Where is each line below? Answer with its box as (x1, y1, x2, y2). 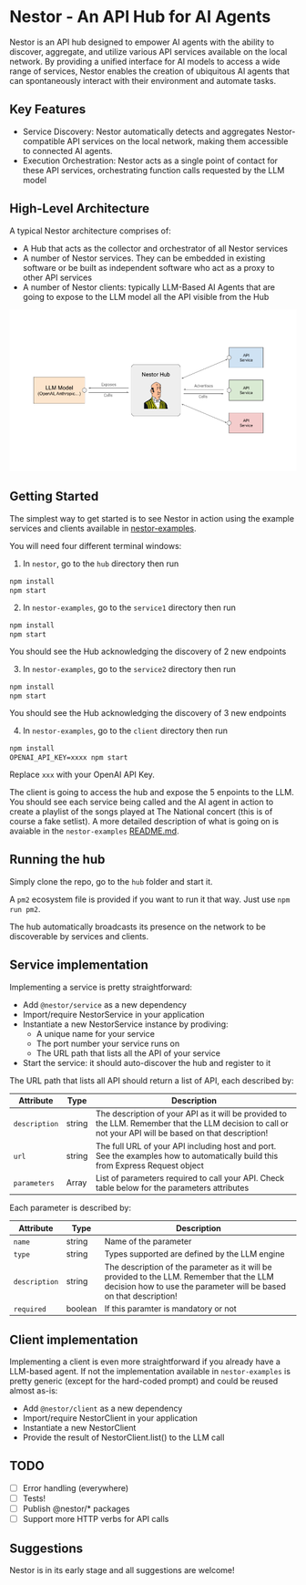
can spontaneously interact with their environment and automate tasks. (9, 75, 276, 86)
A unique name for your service (36, 1028, 155, 1039)
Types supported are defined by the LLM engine (104, 1248, 285, 1259)
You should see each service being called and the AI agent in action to (9, 796, 274, 807)
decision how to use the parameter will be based (104, 1280, 287, 1291)
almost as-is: (9, 1385, 58, 1396)
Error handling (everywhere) (22, 1482, 129, 1493)
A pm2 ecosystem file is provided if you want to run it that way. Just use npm (9, 894, 291, 905)
